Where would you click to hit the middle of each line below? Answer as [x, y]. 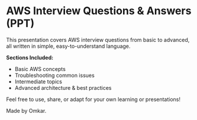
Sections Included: [30, 57]
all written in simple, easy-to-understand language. [68, 46]
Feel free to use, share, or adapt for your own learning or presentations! [93, 99]
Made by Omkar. [26, 111]
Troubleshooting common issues [54, 75]
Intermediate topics [38, 82]
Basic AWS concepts [40, 69]
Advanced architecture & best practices [63, 87]
